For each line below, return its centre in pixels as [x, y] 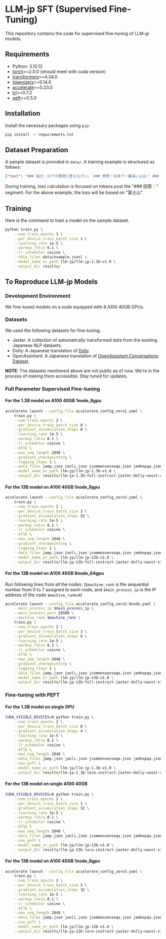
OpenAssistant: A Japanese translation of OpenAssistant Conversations [85, 356]
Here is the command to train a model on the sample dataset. [67, 220]
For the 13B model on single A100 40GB [46, 784]
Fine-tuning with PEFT [33, 695]
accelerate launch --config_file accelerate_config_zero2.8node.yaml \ [80, 604]
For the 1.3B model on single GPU [40, 707]
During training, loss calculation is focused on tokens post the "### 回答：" [82, 187]
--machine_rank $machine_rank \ [47, 618]
